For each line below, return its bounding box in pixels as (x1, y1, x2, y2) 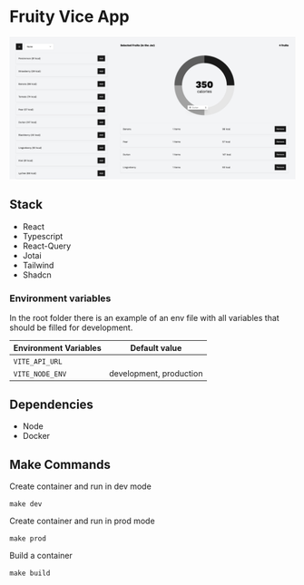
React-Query (22, 240, 72, 251)
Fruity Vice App (9, 6, 130, 27)
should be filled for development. (9, 322, 133, 333)
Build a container (9, 551, 73, 561)
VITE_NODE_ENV (13, 370, 67, 379)
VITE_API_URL (13, 356, 63, 366)
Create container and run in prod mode (9, 515, 156, 527)
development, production (108, 368, 203, 379)
